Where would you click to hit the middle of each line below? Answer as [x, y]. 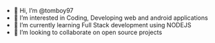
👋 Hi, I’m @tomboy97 [43, 11]
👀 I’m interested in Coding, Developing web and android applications [111, 18]
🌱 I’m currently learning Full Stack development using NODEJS [102, 25]
